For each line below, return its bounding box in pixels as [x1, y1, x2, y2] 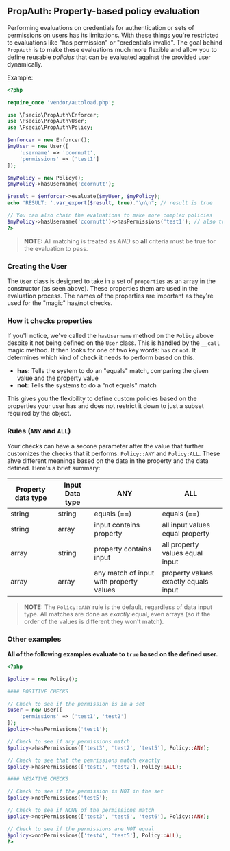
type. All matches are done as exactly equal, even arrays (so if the [23, 610, 211, 618]
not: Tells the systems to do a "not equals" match [16, 381, 157, 389]
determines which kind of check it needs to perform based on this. [7, 353, 195, 362]
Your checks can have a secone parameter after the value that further [7, 442, 204, 450]
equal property [162, 528, 210, 538]
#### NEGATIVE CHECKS [7, 776, 69, 782]
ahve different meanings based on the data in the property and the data [7, 456, 209, 465]
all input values [162, 520, 211, 529]
